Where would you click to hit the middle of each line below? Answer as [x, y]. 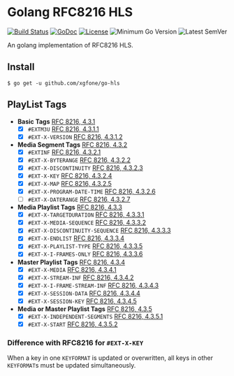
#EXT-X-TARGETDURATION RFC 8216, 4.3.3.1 [86, 215]
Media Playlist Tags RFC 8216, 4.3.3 [70, 208]
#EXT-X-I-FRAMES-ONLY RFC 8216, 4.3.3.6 [85, 254]
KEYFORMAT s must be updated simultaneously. [72, 366]
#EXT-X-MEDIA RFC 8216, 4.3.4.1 [72, 269]
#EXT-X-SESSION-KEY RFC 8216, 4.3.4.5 [82, 301]
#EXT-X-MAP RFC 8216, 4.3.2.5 [70, 183]
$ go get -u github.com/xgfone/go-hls [64, 83]
